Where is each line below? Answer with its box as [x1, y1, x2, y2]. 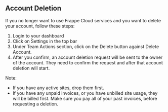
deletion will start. [12, 65, 50, 71]
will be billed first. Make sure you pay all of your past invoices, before [12, 95, 157, 101]
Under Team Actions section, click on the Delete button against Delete [12, 43, 159, 50]
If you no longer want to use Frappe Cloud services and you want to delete [5, 17, 161, 23]
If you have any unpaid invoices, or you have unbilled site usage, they [12, 90, 158, 96]
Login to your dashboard [12, 32, 64, 39]
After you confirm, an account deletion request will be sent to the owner [12, 54, 163, 60]
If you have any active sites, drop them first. [12, 85, 105, 91]
